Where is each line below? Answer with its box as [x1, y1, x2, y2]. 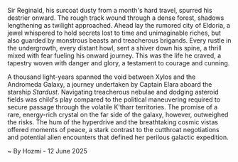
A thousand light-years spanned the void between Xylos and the [7, 72, 196, 81]
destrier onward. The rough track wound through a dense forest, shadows [7, 13, 225, 22]
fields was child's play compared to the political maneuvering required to [7, 95, 221, 104]
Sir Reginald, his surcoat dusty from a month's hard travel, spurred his [7, 6, 212, 14]
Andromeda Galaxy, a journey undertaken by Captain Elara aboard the [7, 80, 212, 88]
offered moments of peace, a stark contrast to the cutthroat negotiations [7, 126, 220, 134]
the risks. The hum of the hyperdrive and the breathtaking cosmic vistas [7, 118, 219, 126]
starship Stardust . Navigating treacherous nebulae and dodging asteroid [7, 88, 219, 96]
